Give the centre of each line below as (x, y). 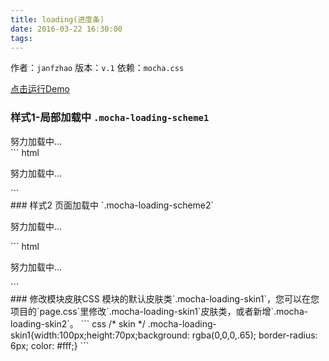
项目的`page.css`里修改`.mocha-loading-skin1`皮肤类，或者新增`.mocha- (159, 311)
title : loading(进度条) (57, 19)
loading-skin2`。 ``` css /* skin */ (78, 323)
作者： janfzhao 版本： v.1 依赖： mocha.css (97, 68)
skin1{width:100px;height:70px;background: (100, 335)
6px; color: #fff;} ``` (50, 345)
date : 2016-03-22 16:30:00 (66, 29)
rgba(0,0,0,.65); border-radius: (254, 335)
